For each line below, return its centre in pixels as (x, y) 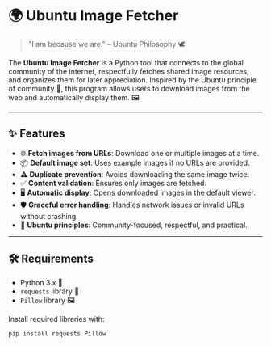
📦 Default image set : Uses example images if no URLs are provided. (135, 162)
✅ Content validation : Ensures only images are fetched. (113, 183)
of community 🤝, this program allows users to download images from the (129, 88)
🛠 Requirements (51, 259)
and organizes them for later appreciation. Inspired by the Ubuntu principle (132, 80)
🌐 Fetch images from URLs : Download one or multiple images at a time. (140, 153)
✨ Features (37, 134)
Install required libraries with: (56, 319)
